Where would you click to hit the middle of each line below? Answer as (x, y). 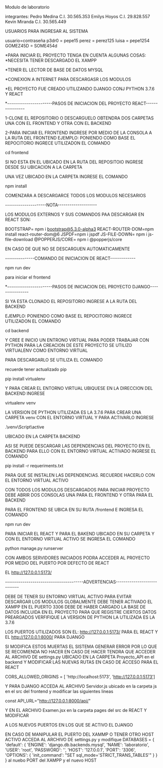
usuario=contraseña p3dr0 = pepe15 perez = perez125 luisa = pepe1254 (77, 40)
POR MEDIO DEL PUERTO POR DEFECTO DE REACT (57, 563)
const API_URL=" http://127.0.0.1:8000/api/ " (48, 701)
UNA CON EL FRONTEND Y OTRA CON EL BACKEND (58, 123)
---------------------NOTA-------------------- (51, 205)
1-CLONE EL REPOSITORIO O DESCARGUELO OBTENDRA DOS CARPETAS (80, 118)
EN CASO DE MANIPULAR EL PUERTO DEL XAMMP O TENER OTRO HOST (80, 734)
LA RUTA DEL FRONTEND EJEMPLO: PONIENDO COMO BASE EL (70, 138)
